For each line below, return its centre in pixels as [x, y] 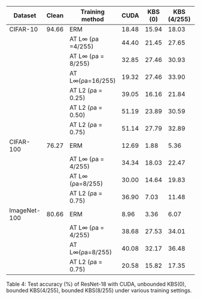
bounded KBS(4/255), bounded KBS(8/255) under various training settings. [99, 290]
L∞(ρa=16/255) [93, 81]
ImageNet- [25, 210]
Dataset [25, 16]
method [92, 19]
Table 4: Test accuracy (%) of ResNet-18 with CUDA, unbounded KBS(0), [96, 284]
